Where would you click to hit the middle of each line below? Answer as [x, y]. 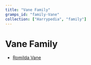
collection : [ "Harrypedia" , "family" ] [46, 19]
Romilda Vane [27, 57]
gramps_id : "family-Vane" [32, 14]
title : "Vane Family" [28, 10]
